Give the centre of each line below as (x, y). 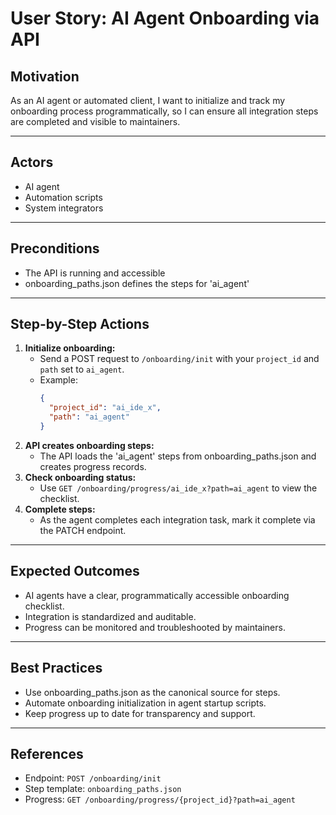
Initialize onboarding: (70, 348)
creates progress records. (93, 466)
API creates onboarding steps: (89, 445)
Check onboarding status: (80, 477)
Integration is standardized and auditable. (110, 616)
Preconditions (55, 248)
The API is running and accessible (95, 273)
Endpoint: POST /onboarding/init (93, 778)
